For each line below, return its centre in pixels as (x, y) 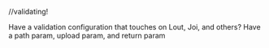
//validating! (28, 12)
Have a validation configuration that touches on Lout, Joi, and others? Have (135, 27)
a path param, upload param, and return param (87, 36)
